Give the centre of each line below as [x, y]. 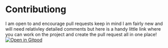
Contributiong [36, 9]
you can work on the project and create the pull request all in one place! [81, 34]
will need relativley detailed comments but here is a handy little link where [83, 29]
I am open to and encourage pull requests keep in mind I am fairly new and [84, 23]
